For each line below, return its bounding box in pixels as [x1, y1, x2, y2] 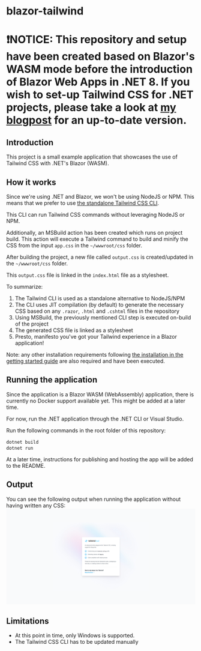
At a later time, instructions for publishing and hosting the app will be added [6, 455, 194, 463]
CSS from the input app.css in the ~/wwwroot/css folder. [6, 242, 143, 249]
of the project [14, 320, 49, 327]
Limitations [6, 616, 49, 626]
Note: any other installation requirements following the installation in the [6, 351, 184, 358]
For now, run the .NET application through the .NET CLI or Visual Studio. [6, 415, 184, 422]
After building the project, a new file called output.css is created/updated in [6, 253, 194, 261]
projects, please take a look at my [6, 101, 176, 115]
